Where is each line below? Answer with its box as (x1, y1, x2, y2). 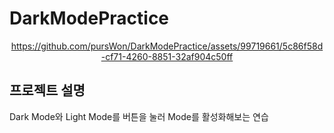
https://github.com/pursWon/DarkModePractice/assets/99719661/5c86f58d (10, 40, 324, 52)
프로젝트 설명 (9, 82, 86, 99)
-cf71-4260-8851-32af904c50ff (100, 50, 234, 62)
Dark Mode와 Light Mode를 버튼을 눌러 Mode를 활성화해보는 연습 (9, 110, 269, 122)
